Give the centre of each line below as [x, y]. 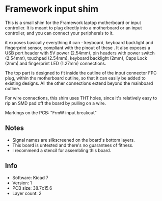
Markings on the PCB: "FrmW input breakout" [51, 113]
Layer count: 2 [27, 193]
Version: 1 [22, 183]
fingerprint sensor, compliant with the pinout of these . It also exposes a [78, 48]
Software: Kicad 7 [30, 177]
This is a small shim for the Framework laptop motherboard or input [73, 23]
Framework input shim [52, 9]
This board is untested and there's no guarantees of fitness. [73, 145]
